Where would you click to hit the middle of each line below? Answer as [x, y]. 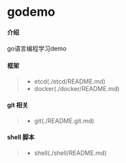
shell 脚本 [21, 137]
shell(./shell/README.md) [71, 153]
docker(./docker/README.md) [77, 88]
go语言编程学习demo [37, 49]
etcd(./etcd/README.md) [70, 81]
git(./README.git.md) [64, 121]
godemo [31, 12]
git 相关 [18, 105]
